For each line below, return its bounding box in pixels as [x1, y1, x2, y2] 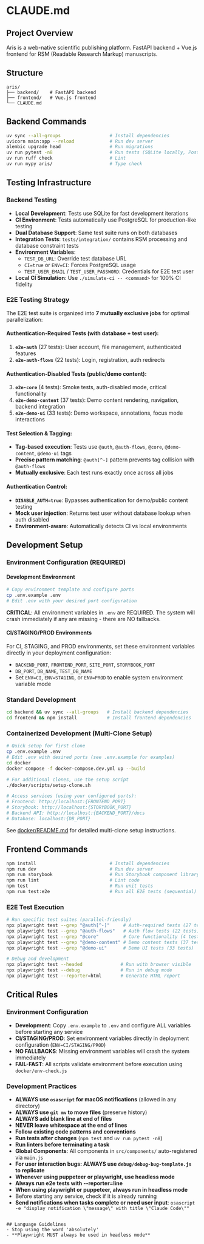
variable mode [15, 681, 52, 688]
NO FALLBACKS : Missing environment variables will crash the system [15, 1047, 190, 1055]
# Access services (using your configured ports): [6, 793, 137, 799]
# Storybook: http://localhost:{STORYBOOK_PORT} [6, 804, 132, 811]
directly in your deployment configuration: [6, 649, 111, 656]
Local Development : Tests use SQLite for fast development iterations [15, 209, 189, 217]
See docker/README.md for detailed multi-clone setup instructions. [6, 826, 176, 834]
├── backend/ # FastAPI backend [6, 89, 97, 95]
